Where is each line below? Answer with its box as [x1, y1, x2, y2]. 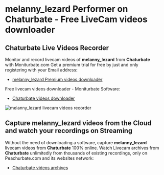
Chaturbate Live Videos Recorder [5, 44, 109, 52]
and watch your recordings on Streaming [5, 127, 133, 135]
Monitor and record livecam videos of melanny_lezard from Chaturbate [5, 57, 150, 62]
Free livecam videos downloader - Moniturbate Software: [5, 86, 120, 91]
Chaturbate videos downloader [12, 95, 75, 101]
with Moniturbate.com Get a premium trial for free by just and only [5, 62, 139, 67]
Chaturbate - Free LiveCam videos [5, 14, 148, 25]
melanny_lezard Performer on [5, 3, 128, 15]
